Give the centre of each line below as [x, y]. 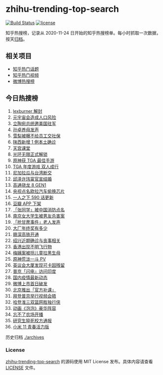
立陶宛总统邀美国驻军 [34, 123]
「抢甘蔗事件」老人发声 [36, 222]
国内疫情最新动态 [30, 277]
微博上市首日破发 [30, 283]
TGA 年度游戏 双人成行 [36, 167]
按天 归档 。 [16, 39]
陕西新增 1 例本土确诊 [34, 142]
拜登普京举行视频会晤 [34, 296]
